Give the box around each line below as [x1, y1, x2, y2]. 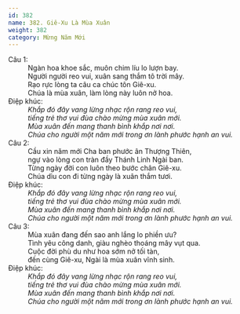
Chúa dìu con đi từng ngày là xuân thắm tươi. [27, 172, 173, 181]
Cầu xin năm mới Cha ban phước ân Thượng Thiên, [27, 147, 192, 156]
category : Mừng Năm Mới [8, 33, 86, 42]
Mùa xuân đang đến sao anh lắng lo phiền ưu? [27, 230, 177, 239]
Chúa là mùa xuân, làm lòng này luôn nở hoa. [27, 88, 173, 98]
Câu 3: [8, 221, 30, 232]
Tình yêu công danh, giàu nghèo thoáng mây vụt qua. [27, 239, 201, 248]
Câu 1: [8, 55, 29, 64]
